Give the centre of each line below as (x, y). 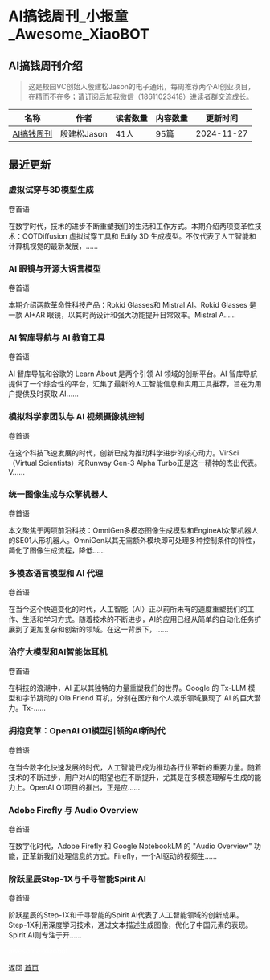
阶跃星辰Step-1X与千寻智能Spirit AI (77, 879)
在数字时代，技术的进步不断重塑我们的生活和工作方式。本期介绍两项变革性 (131, 226)
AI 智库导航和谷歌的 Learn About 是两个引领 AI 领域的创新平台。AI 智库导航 (133, 374)
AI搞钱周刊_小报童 (68, 16)
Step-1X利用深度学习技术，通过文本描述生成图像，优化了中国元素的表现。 (131, 925)
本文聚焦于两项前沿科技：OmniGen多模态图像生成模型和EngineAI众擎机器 (130, 530)
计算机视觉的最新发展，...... (53, 246)
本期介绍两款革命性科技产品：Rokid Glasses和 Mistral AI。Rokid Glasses (128, 304)
